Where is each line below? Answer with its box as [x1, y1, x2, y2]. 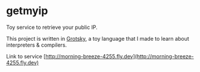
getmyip [6, 4, 48, 18]
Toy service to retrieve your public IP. [6, 24, 98, 31]
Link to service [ [6, 53, 46, 60]
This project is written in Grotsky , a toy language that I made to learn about [6, 35, 189, 42]
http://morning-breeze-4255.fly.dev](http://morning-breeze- [45, 53, 194, 60]
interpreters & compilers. [6, 41, 67, 48]
